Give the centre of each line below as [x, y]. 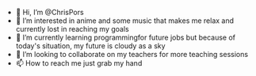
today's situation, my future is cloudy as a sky [90, 46]
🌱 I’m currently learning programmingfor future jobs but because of [126, 37]
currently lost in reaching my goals [72, 29]
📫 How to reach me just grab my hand [79, 63]
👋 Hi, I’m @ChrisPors [50, 12]
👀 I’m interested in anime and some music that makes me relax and [125, 21]
